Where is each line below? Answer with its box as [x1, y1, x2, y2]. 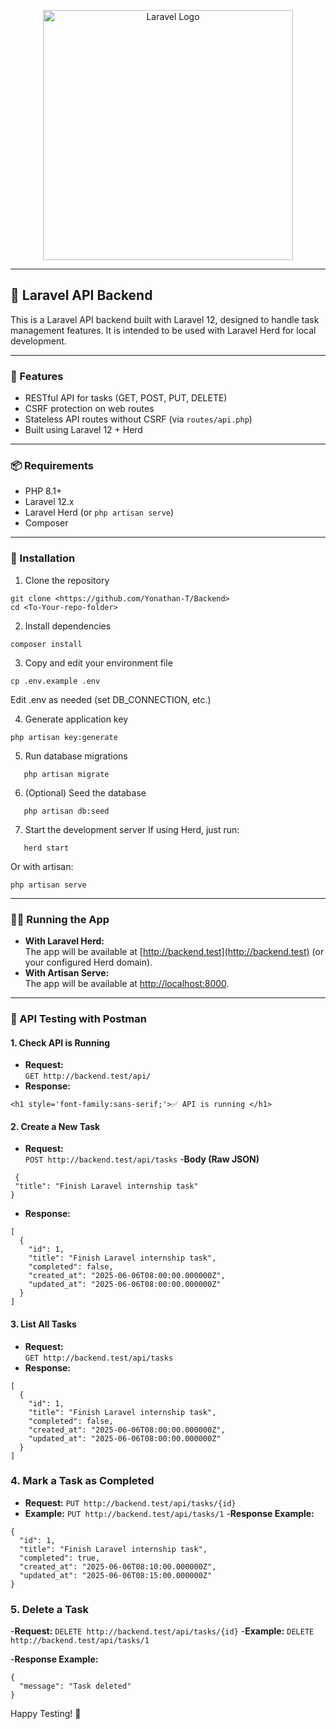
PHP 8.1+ [24, 485, 63, 497]
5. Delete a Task [10, 1602, 90, 1616]
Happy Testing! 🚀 [10, 1708, 82, 1720]
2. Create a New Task [10, 1120, 101, 1132]
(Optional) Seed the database [24, 786, 147, 799]
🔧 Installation [10, 551, 76, 565]
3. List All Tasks [10, 1318, 77, 1330]
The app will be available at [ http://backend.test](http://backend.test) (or [24, 946, 325, 957]
